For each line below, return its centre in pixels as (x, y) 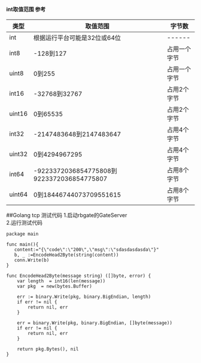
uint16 (19, 114)
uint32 (19, 154)
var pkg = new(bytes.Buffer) (55, 286)
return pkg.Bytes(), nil (48, 349)
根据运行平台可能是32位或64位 (77, 38)
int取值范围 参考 (26, 9)
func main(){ (22, 245)
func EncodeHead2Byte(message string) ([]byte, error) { (79, 276)
